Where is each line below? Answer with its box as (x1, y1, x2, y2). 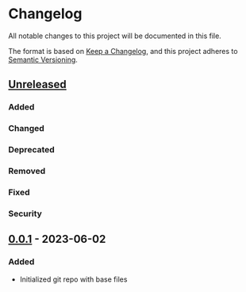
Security (8, 208, 42, 219)
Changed (8, 123, 45, 134)
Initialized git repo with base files (19, 275, 128, 284)
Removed (8, 166, 46, 177)
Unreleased (8, 78, 67, 91)
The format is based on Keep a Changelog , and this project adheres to (8, 46, 238, 56)
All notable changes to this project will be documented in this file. (8, 31, 222, 40)
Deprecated (8, 144, 56, 156)
